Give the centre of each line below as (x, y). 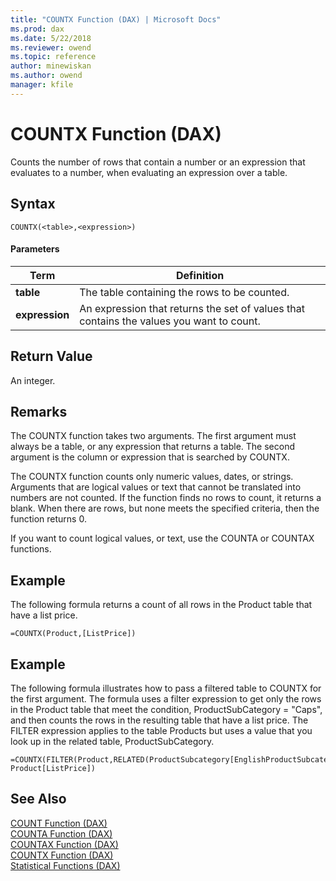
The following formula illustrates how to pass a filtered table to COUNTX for (166, 688)
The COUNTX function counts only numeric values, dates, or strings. (152, 477)
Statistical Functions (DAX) (65, 865)
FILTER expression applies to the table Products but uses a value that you (161, 730)
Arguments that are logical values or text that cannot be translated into (156, 487)
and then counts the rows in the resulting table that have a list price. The (159, 720)
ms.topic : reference (53, 57)
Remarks (39, 411)
